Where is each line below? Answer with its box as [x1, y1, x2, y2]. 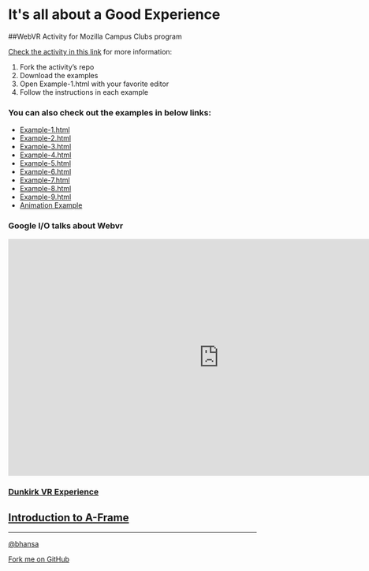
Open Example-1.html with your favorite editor [19, 79, 170, 88]
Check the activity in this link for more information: [8, 47, 173, 56]
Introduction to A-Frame [8, 511, 129, 524]
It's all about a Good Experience [8, 6, 221, 24]
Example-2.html [19, 133, 72, 143]
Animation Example [19, 201, 83, 210]
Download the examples [19, 70, 99, 80]
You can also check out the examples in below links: [8, 107, 211, 118]
